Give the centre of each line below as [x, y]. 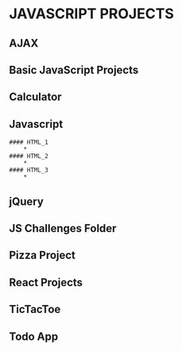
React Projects [46, 282]
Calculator [35, 97]
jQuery [27, 201]
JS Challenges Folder [63, 228]
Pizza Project [43, 255]
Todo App [34, 336]
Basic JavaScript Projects [74, 69]
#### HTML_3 [29, 170]
